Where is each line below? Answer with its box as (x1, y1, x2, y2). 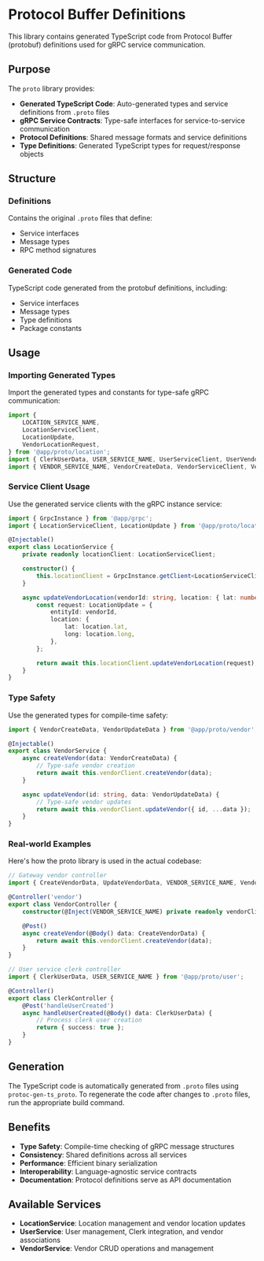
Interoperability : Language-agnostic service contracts (19, 1166, 197, 1176)
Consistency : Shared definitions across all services (19, 1150, 187, 1159)
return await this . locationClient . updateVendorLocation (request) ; (36, 659, 258, 667)
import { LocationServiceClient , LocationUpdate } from (8, 521, 195, 529)
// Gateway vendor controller (8, 872, 108, 880)
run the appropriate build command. (8, 1097, 125, 1107)
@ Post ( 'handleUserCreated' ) (22, 1002, 114, 1010)
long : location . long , (64, 630, 135, 639)
